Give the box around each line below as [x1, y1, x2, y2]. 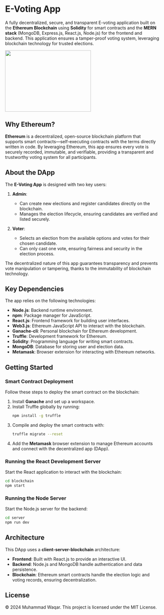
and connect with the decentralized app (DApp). [12, 445, 110, 452]
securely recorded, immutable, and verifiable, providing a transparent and [5, 149, 154, 155]
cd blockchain [5, 479, 34, 484]
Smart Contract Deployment [5, 378, 73, 384]
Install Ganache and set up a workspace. [12, 399, 95, 405]
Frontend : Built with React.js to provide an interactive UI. [12, 556, 126, 562]
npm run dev [5, 520, 29, 525]
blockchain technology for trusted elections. [5, 40, 94, 46]
